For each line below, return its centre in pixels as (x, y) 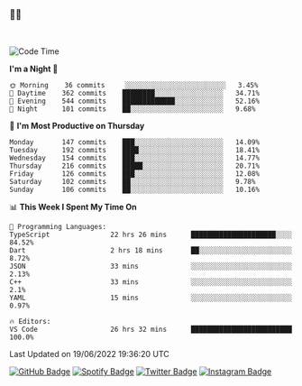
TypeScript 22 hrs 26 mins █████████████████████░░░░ (151, 235)
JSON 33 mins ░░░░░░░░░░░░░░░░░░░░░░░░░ (151, 267)
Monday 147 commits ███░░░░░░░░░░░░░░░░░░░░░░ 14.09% (134, 142)
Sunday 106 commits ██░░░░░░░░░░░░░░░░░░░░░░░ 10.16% (134, 190)
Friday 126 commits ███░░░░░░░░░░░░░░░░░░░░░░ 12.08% (134, 174)
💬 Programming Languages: (58, 227)
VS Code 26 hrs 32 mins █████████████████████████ (151, 330)
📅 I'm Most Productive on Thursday (77, 126)
